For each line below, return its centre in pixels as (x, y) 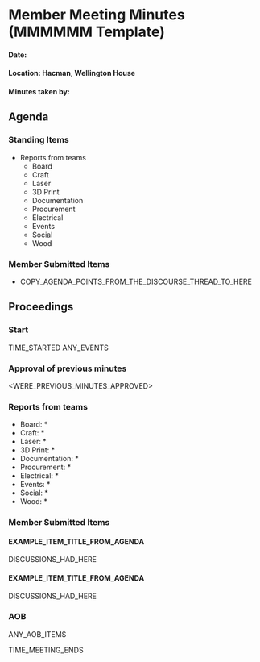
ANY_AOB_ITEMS (37, 634)
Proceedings (41, 307)
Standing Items (39, 140)
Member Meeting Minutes (97, 15)
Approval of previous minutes (68, 368)
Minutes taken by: (39, 91)
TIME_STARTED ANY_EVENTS (58, 348)
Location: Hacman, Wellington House (72, 73)
